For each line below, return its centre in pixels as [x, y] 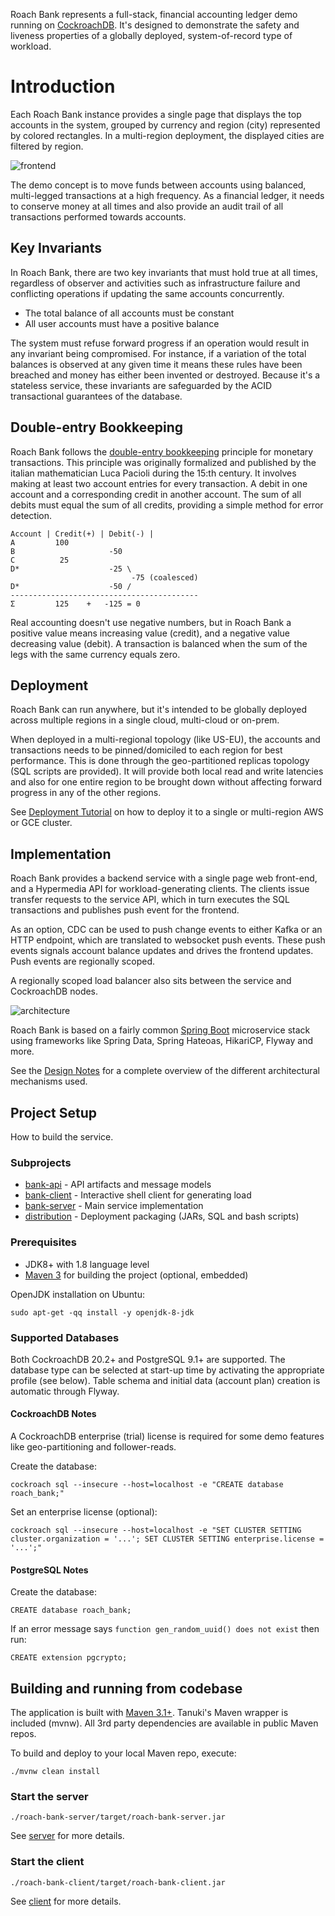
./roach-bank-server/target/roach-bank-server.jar [118, 1817]
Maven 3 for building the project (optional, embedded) [136, 1275]
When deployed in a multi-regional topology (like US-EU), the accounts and [165, 740]
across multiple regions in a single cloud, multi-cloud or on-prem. [145, 720]
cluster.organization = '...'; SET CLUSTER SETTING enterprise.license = [167, 1539]
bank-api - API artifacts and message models [118, 1185]
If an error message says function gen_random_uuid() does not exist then [165, 1629]
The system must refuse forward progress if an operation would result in [160, 343]
